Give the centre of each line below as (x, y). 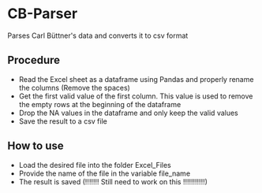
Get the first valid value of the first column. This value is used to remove (136, 96)
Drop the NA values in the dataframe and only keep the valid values (128, 113)
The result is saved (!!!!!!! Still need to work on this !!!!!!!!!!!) (113, 181)
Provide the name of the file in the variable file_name (105, 173)
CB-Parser (43, 14)
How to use (36, 146)
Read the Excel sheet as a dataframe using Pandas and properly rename (136, 79)
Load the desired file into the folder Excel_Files (95, 165)
